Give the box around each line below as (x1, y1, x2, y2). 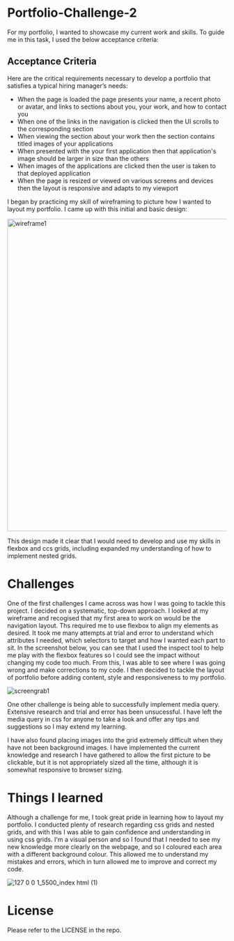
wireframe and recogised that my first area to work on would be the (7, 613, 201, 622)
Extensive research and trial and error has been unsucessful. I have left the (7, 707, 223, 716)
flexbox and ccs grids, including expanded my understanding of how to (7, 544, 212, 552)
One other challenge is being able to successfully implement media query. (7, 700, 220, 708)
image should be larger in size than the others (17, 154, 150, 162)
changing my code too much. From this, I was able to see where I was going (7, 658, 226, 666)
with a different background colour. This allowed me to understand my (7, 850, 209, 858)
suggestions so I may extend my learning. (7, 722, 127, 730)
